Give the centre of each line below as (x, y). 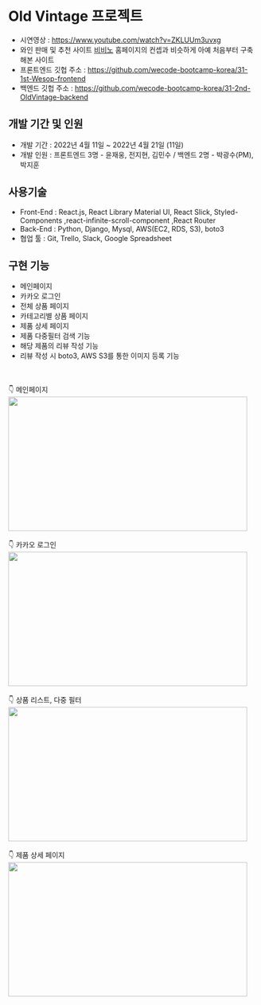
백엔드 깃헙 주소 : (46, 88)
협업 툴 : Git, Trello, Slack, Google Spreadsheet (96, 238)
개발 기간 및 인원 (46, 124)
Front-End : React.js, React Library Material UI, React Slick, (116, 212)
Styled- (226, 212)
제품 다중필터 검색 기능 (55, 336)
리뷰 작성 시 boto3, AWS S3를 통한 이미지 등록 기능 (99, 356)
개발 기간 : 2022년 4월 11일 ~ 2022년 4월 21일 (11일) (102, 145)
